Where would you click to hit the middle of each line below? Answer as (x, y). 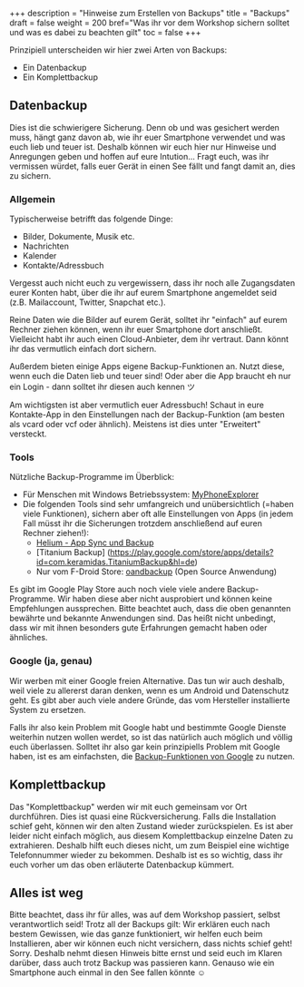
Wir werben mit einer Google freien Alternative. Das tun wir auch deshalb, (147, 680)
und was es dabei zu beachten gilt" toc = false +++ (105, 32)
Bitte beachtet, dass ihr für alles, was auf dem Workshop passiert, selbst (145, 914)
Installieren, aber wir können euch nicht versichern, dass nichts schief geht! (151, 943)
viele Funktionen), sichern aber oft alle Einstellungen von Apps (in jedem (157, 514)
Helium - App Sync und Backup (95, 542)
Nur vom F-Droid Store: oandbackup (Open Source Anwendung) (157, 572)
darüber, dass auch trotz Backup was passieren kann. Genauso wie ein (142, 963)
